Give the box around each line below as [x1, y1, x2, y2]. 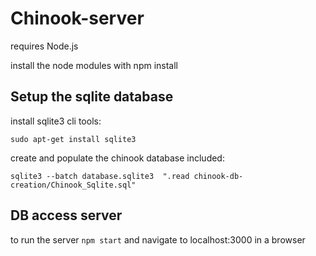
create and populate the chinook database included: [10, 152, 225, 164]
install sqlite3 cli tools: [10, 115, 102, 127]
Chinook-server [10, 7, 145, 30]
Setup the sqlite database [10, 88, 174, 106]
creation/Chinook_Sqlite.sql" [10, 180, 137, 190]
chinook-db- [193, 171, 244, 181]
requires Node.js [10, 40, 79, 52]
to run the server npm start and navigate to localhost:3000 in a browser [10, 233, 306, 246]
